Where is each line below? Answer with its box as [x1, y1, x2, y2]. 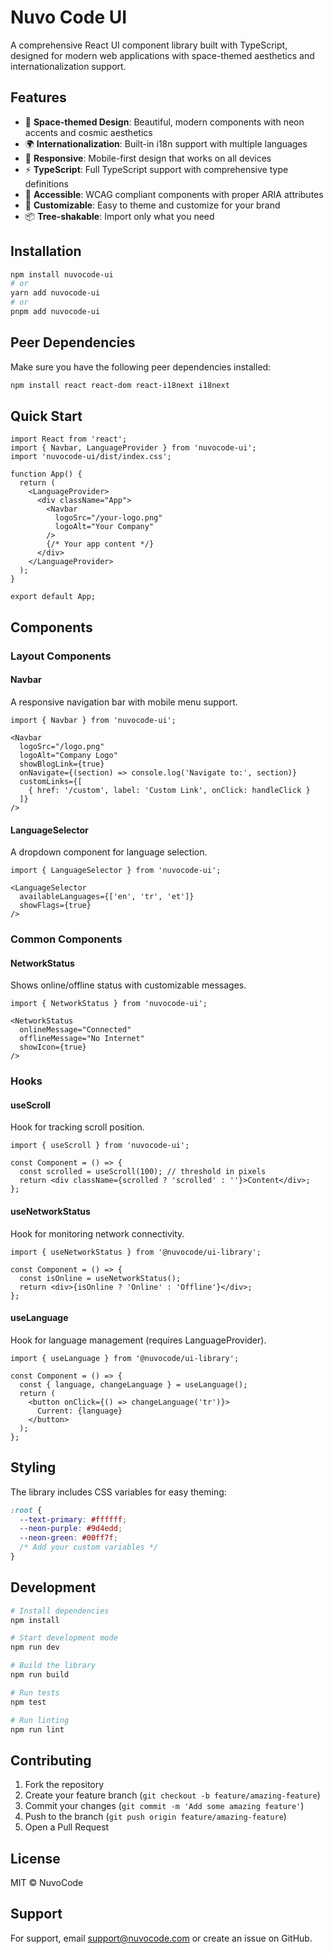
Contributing [10, 1752, 92, 1769]
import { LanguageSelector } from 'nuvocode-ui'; [10, 866, 222, 876]
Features [10, 89, 67, 106]
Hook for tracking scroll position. [10, 1121, 145, 1133]
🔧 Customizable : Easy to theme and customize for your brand [24, 199, 281, 211]
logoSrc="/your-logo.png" [54, 513, 163, 523]
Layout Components [10, 649, 112, 663]
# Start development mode [10, 1633, 118, 1643]
